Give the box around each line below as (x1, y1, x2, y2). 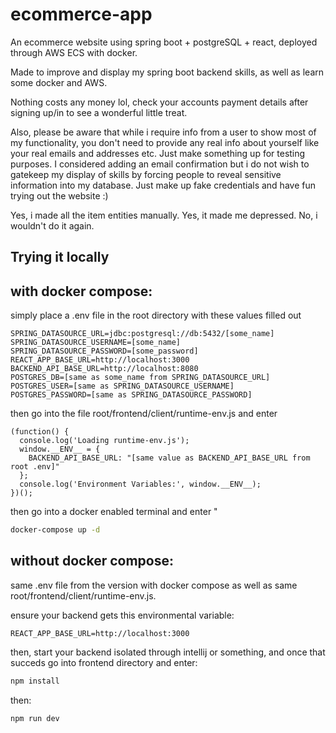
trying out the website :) (10, 189, 109, 202)
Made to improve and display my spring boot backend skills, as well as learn (10, 66, 325, 78)
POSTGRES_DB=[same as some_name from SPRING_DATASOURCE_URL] (10, 373, 271, 383)
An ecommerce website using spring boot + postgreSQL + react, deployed (10, 36, 318, 48)
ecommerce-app (10, 3, 153, 26)
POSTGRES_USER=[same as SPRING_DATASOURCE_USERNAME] (10, 381, 235, 392)
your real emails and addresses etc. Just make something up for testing (10, 147, 306, 159)
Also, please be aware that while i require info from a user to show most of (10, 126, 317, 138)
